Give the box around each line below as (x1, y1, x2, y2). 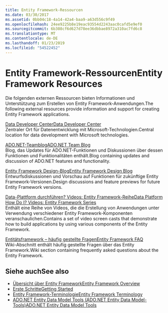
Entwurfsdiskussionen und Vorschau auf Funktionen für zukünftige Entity (5, 173, 159, 179)
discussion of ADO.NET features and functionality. (5, 158, 110, 164)
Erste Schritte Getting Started (12, 286, 73, 292)
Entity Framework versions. (5, 184, 63, 190)
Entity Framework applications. (5, 111, 70, 117)
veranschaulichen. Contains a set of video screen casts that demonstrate (5, 215, 157, 221)
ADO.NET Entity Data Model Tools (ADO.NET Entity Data (12, 297, 131, 303)
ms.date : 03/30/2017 (5, 12, 49, 17)
